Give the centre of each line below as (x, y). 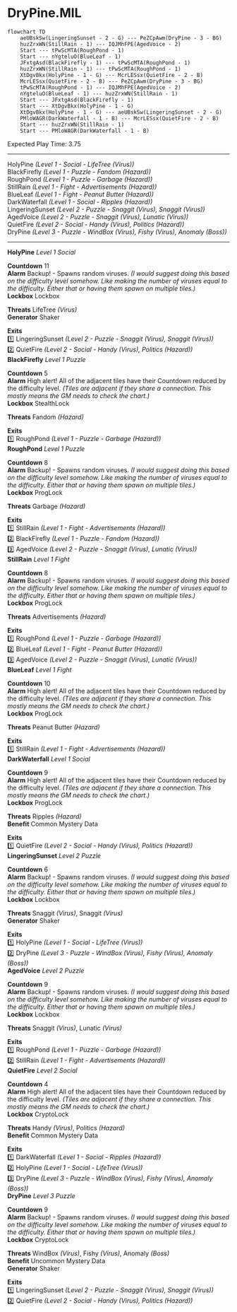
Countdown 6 (28, 869)
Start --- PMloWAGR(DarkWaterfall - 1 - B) (85, 131)
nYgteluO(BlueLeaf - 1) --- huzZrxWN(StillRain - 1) (99, 93)
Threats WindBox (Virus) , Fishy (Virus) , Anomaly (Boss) (89, 1253)
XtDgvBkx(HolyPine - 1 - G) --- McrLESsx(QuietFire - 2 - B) (111, 75)
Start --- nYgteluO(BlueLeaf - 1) (71, 57)
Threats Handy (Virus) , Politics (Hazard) (66, 1127)
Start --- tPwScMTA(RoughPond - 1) (72, 50)
